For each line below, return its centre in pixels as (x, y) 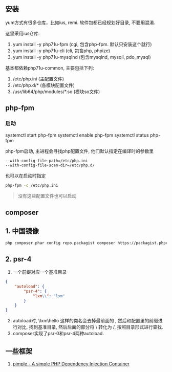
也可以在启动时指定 (26, 176)
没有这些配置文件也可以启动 (47, 196)
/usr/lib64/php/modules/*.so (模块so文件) (56, 92)
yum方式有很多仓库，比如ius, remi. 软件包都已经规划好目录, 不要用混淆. (80, 23)
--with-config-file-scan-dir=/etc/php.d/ (50, 165)
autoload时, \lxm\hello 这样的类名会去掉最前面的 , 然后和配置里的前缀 (85, 321)
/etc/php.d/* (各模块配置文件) (44, 85)
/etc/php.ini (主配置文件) (38, 79)
